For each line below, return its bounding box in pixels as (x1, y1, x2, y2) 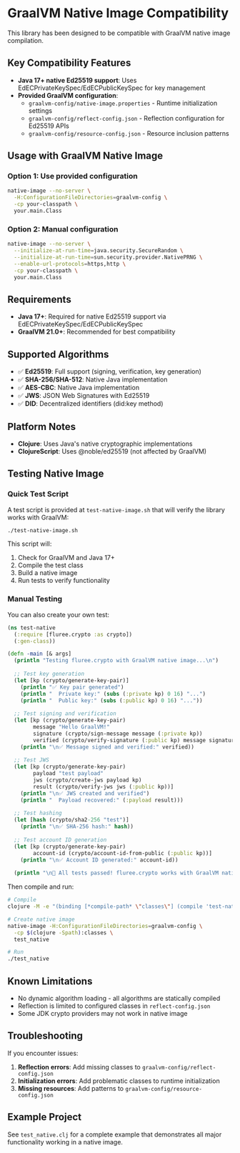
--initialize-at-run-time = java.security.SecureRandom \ (14, 247, 184, 254)
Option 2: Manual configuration (7, 224, 119, 234)
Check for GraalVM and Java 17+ (17, 554, 116, 562)
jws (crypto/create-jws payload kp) (33, 777, 142, 784)
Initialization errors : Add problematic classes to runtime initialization (17, 1077, 220, 1085)
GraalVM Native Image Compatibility (7, 5, 229, 21)
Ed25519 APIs (28, 121, 69, 130)
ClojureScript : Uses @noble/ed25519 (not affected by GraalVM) (17, 446, 207, 455)
